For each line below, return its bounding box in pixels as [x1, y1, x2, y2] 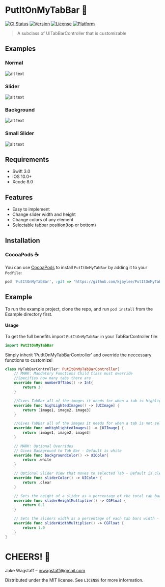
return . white [23, 457, 52, 462]
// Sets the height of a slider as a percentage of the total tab [14, 493, 153, 498]
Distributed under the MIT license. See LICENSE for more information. [5, 577, 144, 583]
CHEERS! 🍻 [5, 551, 51, 562]
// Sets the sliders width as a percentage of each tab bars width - [14, 516, 160, 521]
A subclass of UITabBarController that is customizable [17, 30, 127, 36]
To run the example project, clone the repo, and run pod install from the [5, 306, 153, 312]
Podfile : [5, 270, 22, 276]
